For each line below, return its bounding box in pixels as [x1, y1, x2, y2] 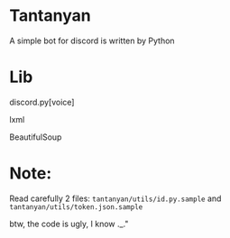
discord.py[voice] [9, 96, 75, 107]
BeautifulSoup [9, 132, 62, 142]
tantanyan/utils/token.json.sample [9, 202, 143, 212]
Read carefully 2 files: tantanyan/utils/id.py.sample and [9, 193, 222, 204]
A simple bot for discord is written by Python [9, 35, 175, 46]
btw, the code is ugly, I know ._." [9, 218, 129, 229]
